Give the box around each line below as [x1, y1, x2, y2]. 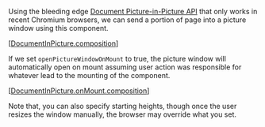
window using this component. [8, 24, 109, 32]
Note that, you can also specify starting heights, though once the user [8, 102, 237, 110]
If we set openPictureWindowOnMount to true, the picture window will [8, 54, 226, 63]
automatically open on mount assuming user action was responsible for [8, 62, 242, 72]
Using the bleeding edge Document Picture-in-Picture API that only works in [8, 7, 258, 16]
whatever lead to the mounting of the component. [8, 71, 171, 80]
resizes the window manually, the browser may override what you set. [8, 110, 236, 119]
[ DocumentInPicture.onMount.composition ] [8, 86, 150, 95]
